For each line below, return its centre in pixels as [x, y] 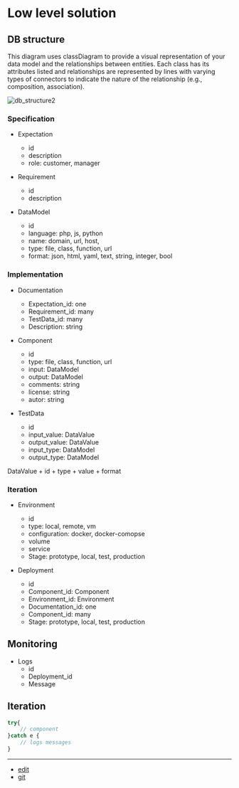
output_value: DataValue [64, 442]
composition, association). [46, 86]
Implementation [36, 275]
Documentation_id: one [62, 607]
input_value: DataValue [61, 435]
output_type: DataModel [64, 457]
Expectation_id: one [57, 304]
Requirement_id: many [61, 312]
